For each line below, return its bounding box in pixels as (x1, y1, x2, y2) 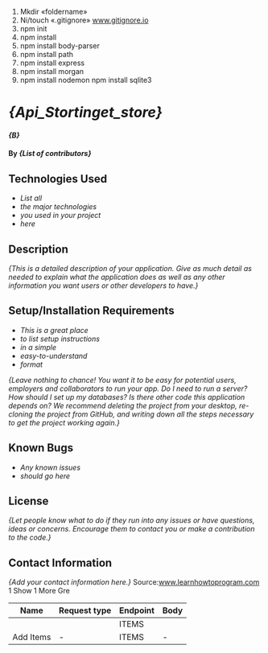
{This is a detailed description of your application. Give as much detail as (8, 264, 252, 273)
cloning (8, 409, 34, 419)
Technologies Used (8, 172, 107, 186)
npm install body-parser (19, 41, 101, 51)
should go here (19, 470, 71, 481)
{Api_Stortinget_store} (8, 104, 163, 121)
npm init (19, 24, 47, 33)
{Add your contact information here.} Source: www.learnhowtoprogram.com (8, 577, 260, 587)
